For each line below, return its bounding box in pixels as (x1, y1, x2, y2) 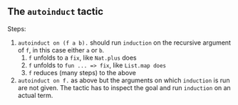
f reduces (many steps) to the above (28, 68, 137, 77)
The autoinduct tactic (7, 6, 104, 18)
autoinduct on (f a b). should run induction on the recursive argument (17, 38, 232, 47)
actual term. (17, 91, 53, 99)
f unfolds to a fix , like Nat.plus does (28, 53, 137, 62)
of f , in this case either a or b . (17, 45, 105, 54)
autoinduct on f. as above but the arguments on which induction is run (17, 76, 230, 84)
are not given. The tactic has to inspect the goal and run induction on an (17, 83, 232, 92)
